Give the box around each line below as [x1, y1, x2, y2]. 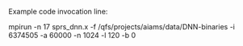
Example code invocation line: [8, 7, 108, 16]
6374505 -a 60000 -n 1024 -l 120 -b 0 [8, 31, 136, 40]
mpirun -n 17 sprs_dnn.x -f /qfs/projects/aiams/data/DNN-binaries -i [8, 22, 236, 31]
